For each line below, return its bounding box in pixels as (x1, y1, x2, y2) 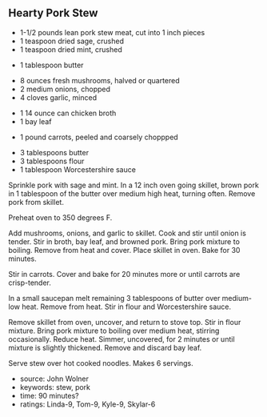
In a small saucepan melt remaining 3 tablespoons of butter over (8, 293, 221, 303)
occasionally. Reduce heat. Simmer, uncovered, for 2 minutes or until (8, 334, 235, 343)
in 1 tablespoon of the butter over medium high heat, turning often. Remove (8, 188, 256, 198)
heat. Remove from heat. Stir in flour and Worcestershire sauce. (21, 302, 232, 311)
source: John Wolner (19, 374, 90, 383)
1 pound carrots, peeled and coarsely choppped (19, 132, 178, 142)
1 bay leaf (19, 116, 52, 126)
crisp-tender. (8, 278, 52, 287)
